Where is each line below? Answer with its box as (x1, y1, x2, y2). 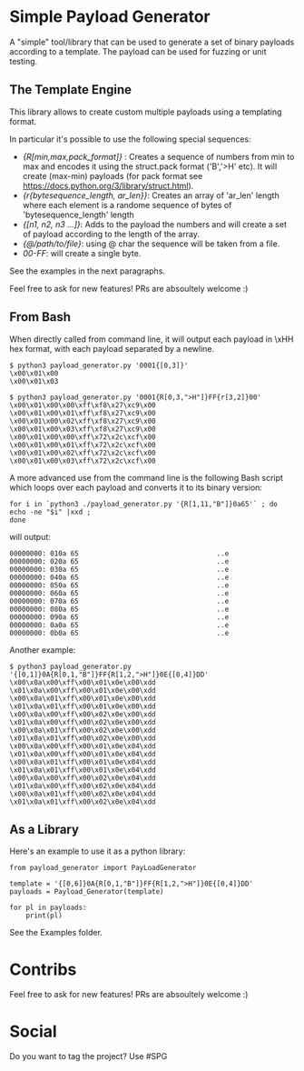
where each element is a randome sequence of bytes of (22, 199, 232, 210)
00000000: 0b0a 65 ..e (9, 628, 230, 637)
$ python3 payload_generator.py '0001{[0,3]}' (9, 361, 189, 370)
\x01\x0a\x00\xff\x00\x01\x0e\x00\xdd (9, 686, 156, 695)
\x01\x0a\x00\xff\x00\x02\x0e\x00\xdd (9, 717, 156, 726)
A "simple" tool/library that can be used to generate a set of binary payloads (9, 36, 295, 47)
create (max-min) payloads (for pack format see (22, 170, 203, 181)
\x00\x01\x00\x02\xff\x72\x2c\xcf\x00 (9, 448, 156, 457)
